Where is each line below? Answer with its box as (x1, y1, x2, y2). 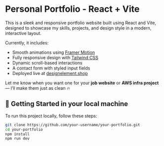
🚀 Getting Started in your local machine (5, 100, 128, 108)
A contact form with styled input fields (12, 65, 90, 71)
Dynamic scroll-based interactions (12, 60, 82, 66)
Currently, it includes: (5, 39, 49, 45)
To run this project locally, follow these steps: (5, 112, 97, 119)
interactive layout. (5, 30, 41, 36)
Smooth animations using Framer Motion (12, 49, 95, 55)
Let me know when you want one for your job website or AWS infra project (5, 80, 159, 86)
